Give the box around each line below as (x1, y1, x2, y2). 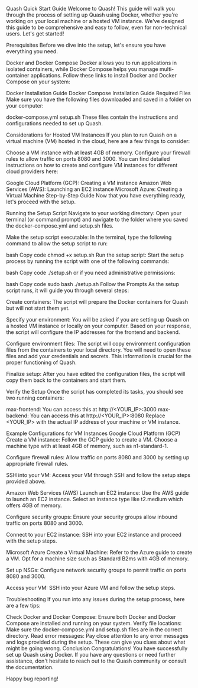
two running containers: (6, 394, 64, 401)
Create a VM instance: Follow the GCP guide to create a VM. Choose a (6, 436, 178, 443)
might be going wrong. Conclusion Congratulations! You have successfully (6, 645, 188, 652)
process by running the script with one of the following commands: (6, 258, 170, 265)
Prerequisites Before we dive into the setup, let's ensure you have (6, 41, 167, 48)
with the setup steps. (6, 537, 57, 544)
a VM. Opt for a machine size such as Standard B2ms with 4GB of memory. (6, 555, 189, 562)
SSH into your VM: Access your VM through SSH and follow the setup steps (6, 472, 191, 478)
